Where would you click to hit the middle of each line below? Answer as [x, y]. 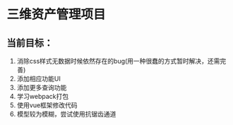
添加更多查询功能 [42, 88]
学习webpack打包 [42, 96]
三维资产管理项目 [56, 14]
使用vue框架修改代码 [47, 105]
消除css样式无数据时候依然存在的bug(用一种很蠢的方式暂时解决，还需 [118, 61]
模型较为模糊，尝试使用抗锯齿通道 [66, 114]
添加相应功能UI [38, 79]
